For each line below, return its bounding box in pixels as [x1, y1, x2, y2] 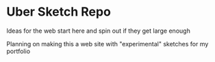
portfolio [6, 47, 31, 55]
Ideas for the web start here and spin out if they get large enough [6, 27, 191, 35]
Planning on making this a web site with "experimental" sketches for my [6, 40, 209, 48]
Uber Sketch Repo [6, 4, 111, 20]
